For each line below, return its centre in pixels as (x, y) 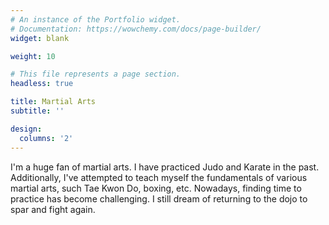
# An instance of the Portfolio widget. (96, 19)
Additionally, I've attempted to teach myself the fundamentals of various (159, 177)
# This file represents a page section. (96, 74)
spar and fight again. (53, 209)
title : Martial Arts (53, 102)
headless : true (42, 84)
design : (26, 129)
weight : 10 (33, 56)
